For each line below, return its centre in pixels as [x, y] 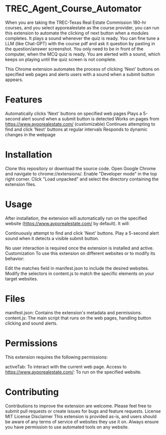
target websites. [22, 278]
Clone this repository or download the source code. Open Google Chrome [81, 168]
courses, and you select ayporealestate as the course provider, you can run [82, 27]
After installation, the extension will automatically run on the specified [76, 218]
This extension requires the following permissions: [56, 357]
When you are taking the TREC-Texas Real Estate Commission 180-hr [76, 22]
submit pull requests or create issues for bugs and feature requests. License [83, 411]
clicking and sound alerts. [31, 323]
